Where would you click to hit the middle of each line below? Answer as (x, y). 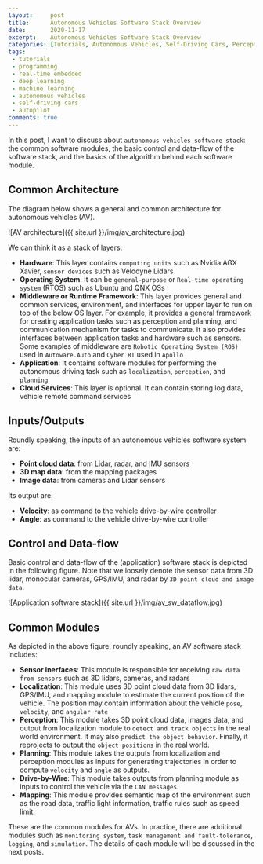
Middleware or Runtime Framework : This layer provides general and (131, 296)
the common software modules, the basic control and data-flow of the (121, 148)
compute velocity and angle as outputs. (85, 770)
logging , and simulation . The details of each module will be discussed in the (131, 844)
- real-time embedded (47, 74)
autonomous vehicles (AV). (52, 217)
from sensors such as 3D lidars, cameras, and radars (104, 678)
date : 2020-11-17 (47, 30)
